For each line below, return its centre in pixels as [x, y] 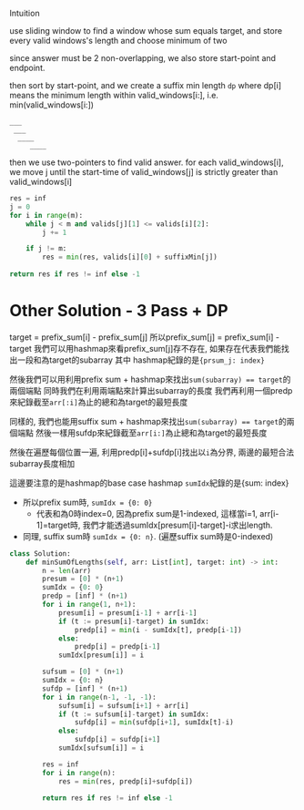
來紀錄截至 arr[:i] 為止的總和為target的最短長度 [99, 402]
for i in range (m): [46, 215]
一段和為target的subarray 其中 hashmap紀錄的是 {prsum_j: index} [141, 360]
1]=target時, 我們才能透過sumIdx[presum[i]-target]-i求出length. [154, 525]
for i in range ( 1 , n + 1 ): [89, 605]
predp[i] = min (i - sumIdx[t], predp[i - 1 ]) [158, 630]
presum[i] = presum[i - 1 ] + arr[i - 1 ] [127, 613]
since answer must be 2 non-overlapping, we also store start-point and [142, 58]
